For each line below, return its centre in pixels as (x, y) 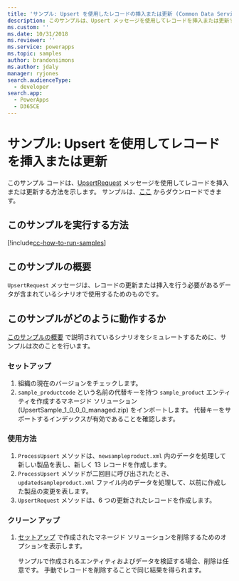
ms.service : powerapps (41, 47)
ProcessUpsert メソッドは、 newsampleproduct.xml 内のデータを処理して (122, 455)
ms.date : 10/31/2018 (38, 34)
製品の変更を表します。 (58, 491)
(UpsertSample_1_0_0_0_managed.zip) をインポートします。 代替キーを (121, 410)
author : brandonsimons (41, 60)
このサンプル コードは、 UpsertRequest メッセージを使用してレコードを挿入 (118, 183)
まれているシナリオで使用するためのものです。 (94, 294)
